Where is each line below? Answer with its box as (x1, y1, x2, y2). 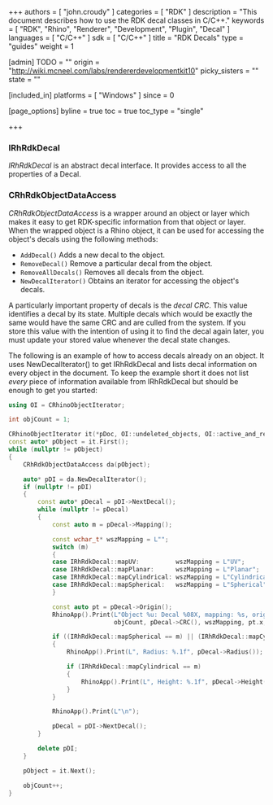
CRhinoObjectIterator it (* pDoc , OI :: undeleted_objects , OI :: (8, 431, 220, 439)
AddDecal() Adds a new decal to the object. (19, 250, 165, 260)
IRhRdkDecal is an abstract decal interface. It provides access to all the (8, 160, 247, 170)
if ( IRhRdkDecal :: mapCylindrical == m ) (66, 663, 201, 671)
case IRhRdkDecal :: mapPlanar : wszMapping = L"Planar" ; (51, 566, 260, 574)
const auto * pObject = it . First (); (8, 438, 129, 446)
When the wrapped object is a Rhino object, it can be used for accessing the (8, 225, 265, 235)
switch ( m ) (51, 543, 89, 551)
